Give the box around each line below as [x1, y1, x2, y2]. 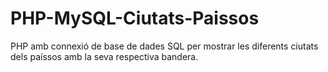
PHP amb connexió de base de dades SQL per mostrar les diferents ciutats [10, 40, 319, 52]
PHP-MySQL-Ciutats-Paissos [10, 7, 260, 30]
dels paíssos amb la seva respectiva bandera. [10, 50, 199, 62]
